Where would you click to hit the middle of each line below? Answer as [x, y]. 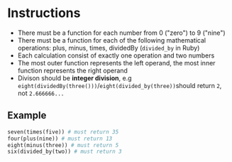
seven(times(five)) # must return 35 [63, 132]
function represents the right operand [72, 70]
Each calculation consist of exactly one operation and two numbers [116, 55]
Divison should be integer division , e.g [75, 78]
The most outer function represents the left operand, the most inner [116, 63]
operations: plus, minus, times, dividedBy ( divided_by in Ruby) [109, 48]
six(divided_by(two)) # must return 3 [65, 152]
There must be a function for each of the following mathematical [112, 40]
